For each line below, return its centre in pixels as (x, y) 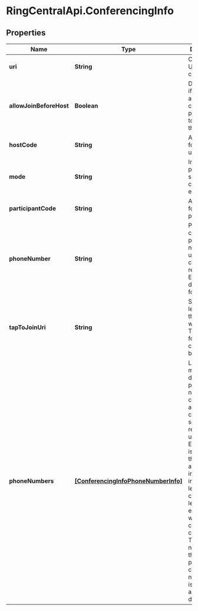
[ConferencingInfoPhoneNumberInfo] (128, 481)
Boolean (86, 106)
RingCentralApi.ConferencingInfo (90, 11)
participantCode (32, 208)
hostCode (23, 145)
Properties (26, 33)
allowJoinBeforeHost (39, 106)
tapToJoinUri (27, 327)
